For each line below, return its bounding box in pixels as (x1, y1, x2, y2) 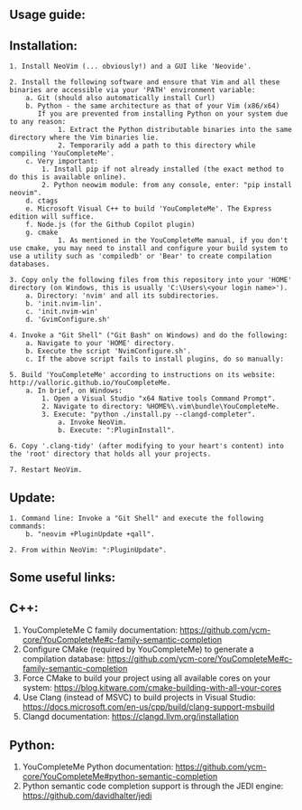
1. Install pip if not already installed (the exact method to (41, 165, 284, 174)
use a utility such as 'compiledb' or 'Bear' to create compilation (9, 252, 272, 261)
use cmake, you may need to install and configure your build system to (9, 244, 288, 253)
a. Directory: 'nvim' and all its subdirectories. (25, 291, 220, 301)
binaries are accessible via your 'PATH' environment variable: (9, 86, 256, 95)
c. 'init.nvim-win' (25, 307, 99, 316)
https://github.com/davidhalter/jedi (22, 790, 152, 801)
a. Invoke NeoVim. (57, 418, 127, 428)
